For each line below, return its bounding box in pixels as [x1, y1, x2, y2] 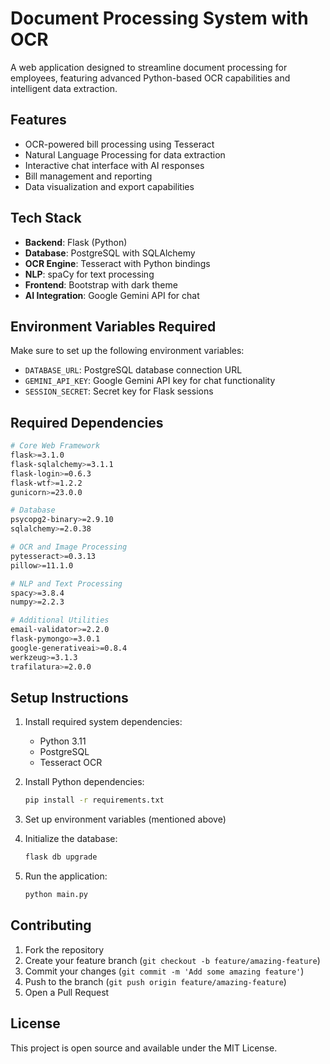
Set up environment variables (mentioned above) [24, 813, 227, 826]
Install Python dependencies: [24, 776, 145, 788]
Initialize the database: [24, 833, 118, 845]
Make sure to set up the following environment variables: [10, 345, 245, 357]
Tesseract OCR [39, 757, 103, 769]
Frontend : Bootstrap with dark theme [24, 278, 178, 291]
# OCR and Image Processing [10, 542, 128, 552]
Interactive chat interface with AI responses [24, 159, 205, 171]
